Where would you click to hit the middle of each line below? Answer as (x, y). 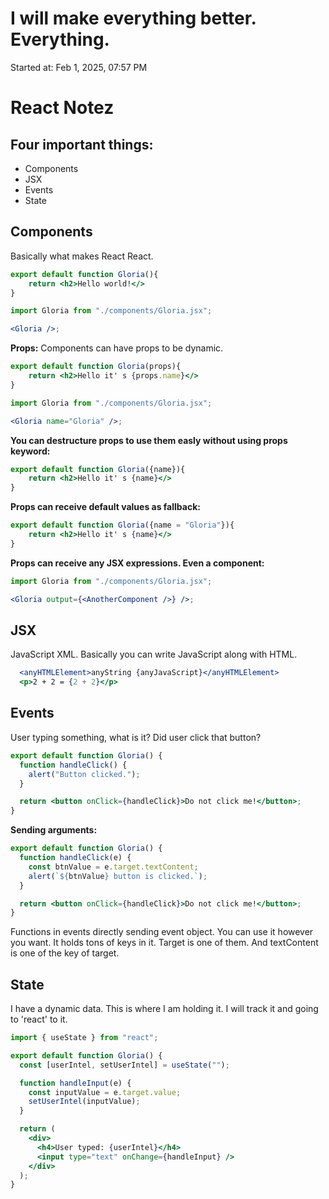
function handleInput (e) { (75, 1083)
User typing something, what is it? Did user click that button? (136, 737)
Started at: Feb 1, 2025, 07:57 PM (79, 67)
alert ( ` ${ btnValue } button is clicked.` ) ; (118, 876)
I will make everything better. (133, 18)
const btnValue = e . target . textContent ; (113, 867)
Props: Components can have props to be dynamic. (117, 348)
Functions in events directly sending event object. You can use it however (162, 932)
